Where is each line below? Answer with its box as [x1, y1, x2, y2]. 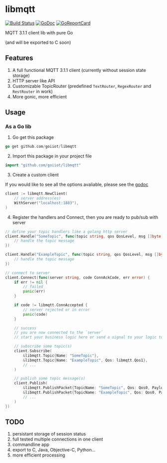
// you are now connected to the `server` [14, 330, 103, 335]
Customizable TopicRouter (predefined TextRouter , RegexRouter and [12, 83, 152, 89]
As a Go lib [5, 123, 31, 130]
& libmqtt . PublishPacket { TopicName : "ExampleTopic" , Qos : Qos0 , [23, 390, 157, 395]
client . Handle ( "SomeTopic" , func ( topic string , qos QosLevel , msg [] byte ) [5, 234, 164, 239]
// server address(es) [14, 196, 61, 201]
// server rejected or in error [23, 307, 90, 312]
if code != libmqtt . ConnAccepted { [14, 303, 88, 308]
